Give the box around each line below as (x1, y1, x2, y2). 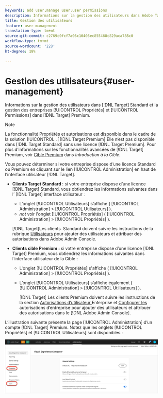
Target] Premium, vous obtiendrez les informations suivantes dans (12, 251, 145, 256)
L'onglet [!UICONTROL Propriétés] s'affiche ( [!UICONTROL (19, 265, 138, 271)
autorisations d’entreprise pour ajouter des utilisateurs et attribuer (19, 305, 151, 311)
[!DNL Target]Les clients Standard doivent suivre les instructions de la (12, 226, 153, 232)
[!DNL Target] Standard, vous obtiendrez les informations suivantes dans (12, 186, 158, 192)
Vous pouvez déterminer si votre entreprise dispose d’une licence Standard (5, 161, 156, 167)
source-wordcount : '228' (5, 44, 55, 49)
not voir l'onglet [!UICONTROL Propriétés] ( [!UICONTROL (19, 211, 135, 217)
